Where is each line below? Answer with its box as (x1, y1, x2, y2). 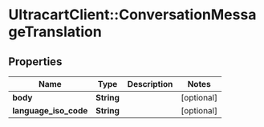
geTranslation (8, 23, 102, 41)
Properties (8, 55, 63, 68)
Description (127, 79, 173, 89)
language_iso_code (12, 105, 88, 116)
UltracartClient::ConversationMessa (8, 6, 257, 24)
